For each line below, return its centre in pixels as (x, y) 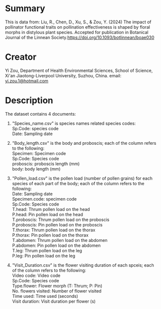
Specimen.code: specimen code (44, 199)
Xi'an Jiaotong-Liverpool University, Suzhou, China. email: (63, 75)
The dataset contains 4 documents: (40, 114)
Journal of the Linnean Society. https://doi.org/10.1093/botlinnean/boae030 (80, 37)
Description (29, 101)
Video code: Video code (36, 275)
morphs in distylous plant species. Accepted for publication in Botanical (77, 32)
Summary (25, 9)
